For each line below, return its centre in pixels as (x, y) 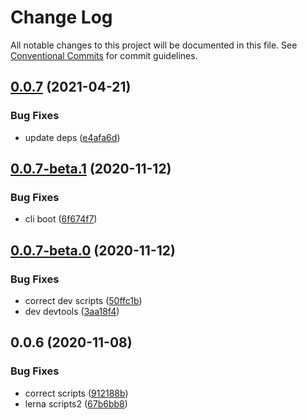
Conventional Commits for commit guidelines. (104, 55)
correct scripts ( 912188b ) (76, 393)
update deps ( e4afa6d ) (72, 137)
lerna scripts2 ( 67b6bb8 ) (76, 403)
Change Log (61, 17)
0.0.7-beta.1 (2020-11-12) (91, 169)
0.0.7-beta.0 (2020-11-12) (93, 250)
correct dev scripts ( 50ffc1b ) (83, 300)
